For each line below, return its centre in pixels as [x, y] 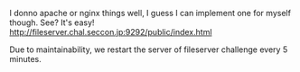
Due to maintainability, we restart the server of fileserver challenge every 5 [149, 49]
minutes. [26, 59]
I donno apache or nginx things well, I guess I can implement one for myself [150, 13]
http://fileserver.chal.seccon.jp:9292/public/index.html [111, 32]
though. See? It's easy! [52, 22]
